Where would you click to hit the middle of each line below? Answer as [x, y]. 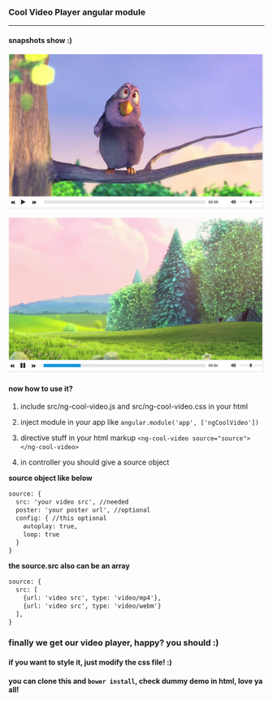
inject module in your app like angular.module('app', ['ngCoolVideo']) [139, 422]
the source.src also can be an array [69, 566]
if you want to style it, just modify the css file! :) [90, 662]
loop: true [41, 534]
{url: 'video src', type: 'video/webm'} [92, 606]
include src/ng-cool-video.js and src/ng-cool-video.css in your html [134, 407]
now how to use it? [41, 388]
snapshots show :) [40, 40]
